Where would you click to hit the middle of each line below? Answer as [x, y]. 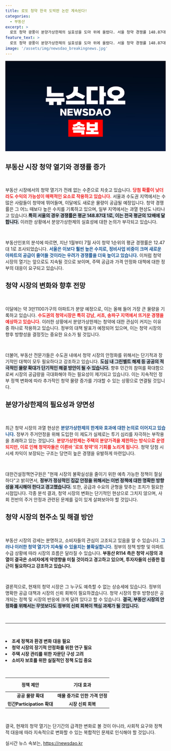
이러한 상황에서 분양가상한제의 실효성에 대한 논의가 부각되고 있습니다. [89, 222]
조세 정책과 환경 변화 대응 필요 [41, 641]
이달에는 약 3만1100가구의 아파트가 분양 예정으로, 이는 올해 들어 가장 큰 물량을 [82, 309]
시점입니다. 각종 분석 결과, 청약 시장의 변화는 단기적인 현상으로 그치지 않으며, [81, 493]
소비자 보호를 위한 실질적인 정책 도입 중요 [52, 660]
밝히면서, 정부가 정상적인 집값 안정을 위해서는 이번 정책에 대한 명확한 [88, 480]
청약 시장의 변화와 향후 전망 [45, 286]
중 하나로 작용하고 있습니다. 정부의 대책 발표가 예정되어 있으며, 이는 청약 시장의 [83, 328]
